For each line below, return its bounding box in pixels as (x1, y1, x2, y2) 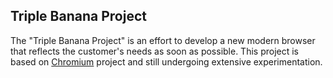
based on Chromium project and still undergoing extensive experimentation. (10, 55, 323, 68)
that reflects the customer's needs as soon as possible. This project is (10, 45, 300, 57)
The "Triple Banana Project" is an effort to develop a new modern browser (10, 34, 316, 46)
